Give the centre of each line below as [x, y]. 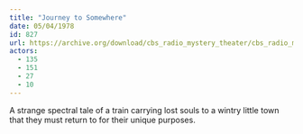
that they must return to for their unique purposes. [102, 120]
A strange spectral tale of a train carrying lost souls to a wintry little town [144, 110]
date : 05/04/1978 [42, 26]
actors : [24, 51]
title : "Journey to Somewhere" [68, 18]
